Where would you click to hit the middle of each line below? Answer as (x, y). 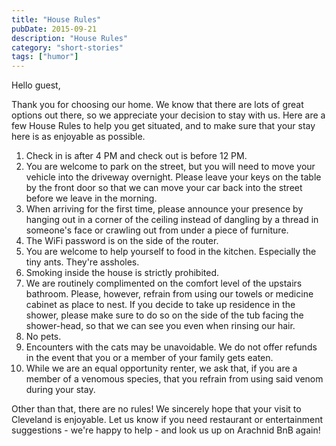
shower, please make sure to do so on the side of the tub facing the (164, 315)
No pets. (43, 337)
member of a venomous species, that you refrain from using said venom (174, 379)
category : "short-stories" (67, 47)
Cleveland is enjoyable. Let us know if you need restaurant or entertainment (167, 420)
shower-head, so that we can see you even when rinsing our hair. (160, 326)
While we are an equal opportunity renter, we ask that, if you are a (161, 368)
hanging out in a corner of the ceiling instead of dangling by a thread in (172, 220)
